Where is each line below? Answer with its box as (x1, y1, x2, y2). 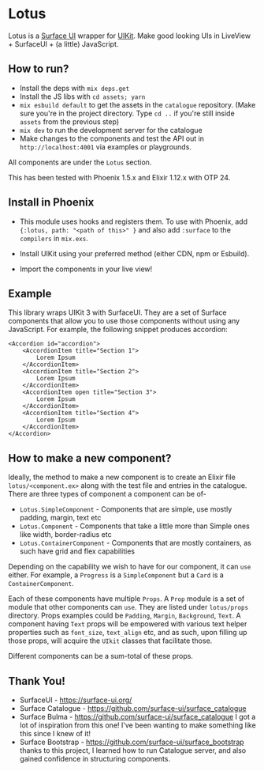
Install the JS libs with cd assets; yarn (19, 92, 146, 101)
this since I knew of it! (19, 729, 91, 738)
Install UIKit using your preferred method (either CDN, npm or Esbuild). (19, 248, 250, 258)
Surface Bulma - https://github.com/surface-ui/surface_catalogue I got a (19, 712, 256, 721)
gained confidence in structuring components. (19, 754, 171, 763)
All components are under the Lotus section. (8, 157, 152, 167)
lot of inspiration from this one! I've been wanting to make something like (19, 720, 256, 730)
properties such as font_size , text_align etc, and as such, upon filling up (8, 628, 247, 637)
